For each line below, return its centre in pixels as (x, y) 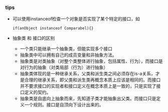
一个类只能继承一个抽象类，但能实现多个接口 (66, 49)
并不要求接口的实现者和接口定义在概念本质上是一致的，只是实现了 (88, 86)
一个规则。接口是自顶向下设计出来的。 (64, 105)
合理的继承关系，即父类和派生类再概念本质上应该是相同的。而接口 (93, 80)
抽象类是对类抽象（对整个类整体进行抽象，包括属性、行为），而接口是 (91, 61)
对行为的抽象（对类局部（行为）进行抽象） (64, 67)
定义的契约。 (38, 92)
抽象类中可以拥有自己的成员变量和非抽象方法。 (68, 55)
